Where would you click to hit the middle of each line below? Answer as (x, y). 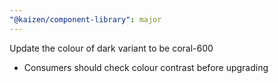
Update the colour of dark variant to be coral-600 (111, 48)
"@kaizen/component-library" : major (85, 19)
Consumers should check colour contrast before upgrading (146, 67)
